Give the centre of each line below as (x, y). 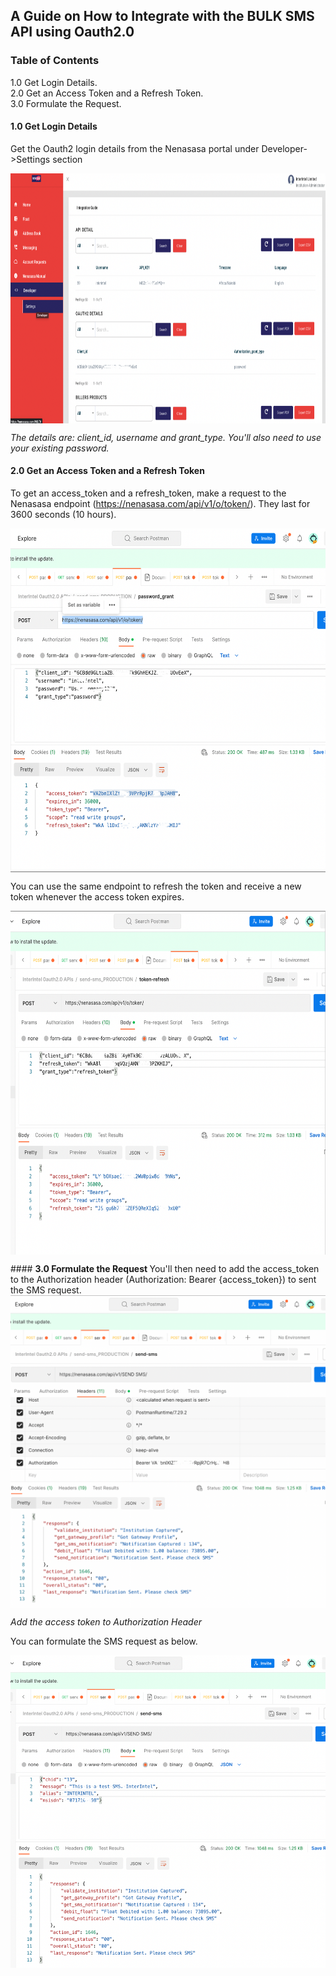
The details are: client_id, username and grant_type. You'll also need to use (166, 437)
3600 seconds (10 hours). (63, 515)
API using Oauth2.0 (72, 32)
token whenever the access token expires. (97, 897)
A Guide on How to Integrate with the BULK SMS (162, 16)
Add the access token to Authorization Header (106, 1622)
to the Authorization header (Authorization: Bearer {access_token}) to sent (163, 1280)
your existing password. (60, 448)
